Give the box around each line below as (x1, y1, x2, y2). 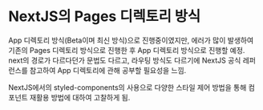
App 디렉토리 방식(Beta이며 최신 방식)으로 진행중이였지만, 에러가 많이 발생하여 (8, 35, 254, 45)
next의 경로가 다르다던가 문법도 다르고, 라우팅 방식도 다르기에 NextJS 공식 (8, 55, 241, 65)
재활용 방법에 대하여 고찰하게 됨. (29, 92, 131, 102)
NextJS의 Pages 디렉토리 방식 (8, 7, 201, 26)
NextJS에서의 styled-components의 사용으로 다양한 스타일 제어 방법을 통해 (8, 82, 247, 92)
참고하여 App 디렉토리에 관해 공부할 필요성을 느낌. (29, 65, 187, 75)
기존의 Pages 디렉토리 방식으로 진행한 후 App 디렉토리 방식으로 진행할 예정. (8, 45, 245, 55)
